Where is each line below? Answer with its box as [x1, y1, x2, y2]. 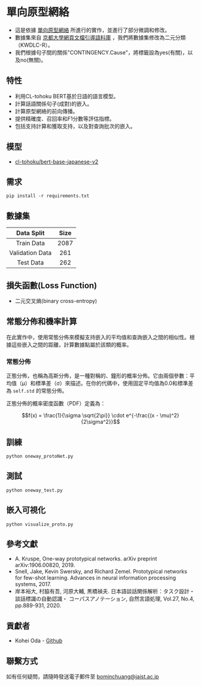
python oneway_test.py [6, 487, 63, 493]
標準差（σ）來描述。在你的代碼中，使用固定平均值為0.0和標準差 [35, 380, 193, 387]
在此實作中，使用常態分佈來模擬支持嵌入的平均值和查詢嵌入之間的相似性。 [6, 333, 190, 341]
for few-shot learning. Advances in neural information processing [14, 574, 176, 581]
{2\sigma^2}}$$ [80, 418, 121, 426]
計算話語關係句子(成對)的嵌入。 [14, 100, 93, 107]
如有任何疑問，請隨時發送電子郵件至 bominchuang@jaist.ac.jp [6, 673, 160, 680]
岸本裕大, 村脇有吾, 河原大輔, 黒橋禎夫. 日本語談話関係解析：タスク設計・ [14, 588, 195, 595]
